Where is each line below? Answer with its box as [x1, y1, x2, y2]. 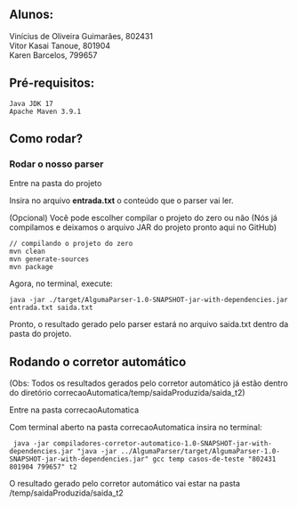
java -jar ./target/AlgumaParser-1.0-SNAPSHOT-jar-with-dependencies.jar [9, 296, 289, 305]
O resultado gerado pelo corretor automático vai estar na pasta [9, 478, 241, 489]
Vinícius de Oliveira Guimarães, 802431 [9, 30, 154, 41]
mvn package [9, 263, 53, 272]
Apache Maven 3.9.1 [9, 107, 82, 116]
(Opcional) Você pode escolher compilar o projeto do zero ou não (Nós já [9, 213, 278, 224]
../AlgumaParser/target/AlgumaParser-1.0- [120, 447, 280, 456]
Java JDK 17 [9, 99, 53, 108]
